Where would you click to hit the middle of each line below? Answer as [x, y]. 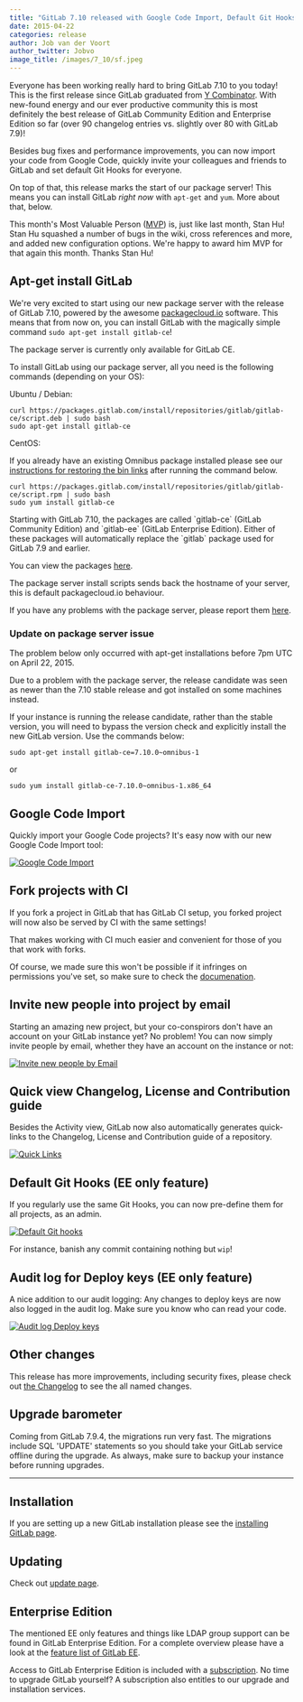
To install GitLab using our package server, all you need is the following [142, 367]
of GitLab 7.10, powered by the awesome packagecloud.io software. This [144, 312]
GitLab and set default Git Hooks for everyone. [96, 170]
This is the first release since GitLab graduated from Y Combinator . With [143, 95]
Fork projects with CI [69, 891]
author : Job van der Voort [60, 43]
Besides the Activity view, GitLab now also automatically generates [133, 1127]
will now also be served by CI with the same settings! [108, 922]
